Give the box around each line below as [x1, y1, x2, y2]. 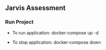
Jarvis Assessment [5, 4, 66, 12]
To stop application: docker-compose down [12, 39, 101, 45]
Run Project [5, 19, 34, 25]
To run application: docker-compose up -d [12, 29, 99, 36]
